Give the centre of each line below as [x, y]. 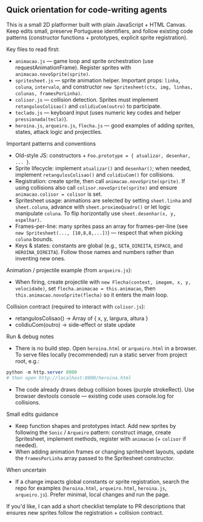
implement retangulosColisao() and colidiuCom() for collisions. [95, 175]
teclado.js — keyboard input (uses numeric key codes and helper [98, 112]
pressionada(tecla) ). [41, 119]
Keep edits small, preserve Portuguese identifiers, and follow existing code [100, 31]
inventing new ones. [40, 258]
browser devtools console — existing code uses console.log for [95, 396]
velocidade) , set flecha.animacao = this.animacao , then [85, 288]
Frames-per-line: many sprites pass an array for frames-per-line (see [101, 226]
